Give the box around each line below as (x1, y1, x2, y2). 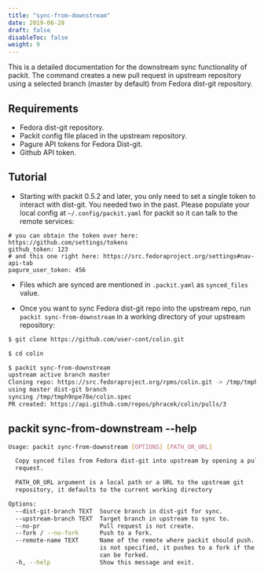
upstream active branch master (8, 371, 111, 379)
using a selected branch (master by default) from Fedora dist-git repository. (8, 79, 253, 89)
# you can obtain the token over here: (8, 231, 139, 240)
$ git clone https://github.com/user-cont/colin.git (8, 335, 185, 343)
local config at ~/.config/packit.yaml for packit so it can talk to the (19, 208, 238, 217)
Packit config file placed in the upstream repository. (19, 131, 187, 140)
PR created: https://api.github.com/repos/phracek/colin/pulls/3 (8, 400, 226, 408)
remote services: (19, 216, 75, 226)
